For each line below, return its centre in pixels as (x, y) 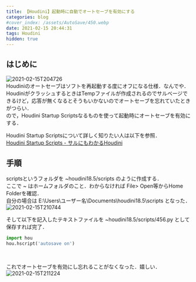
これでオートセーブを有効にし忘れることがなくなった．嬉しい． (83, 267)
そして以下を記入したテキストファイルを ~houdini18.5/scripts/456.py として (98, 219)
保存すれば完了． (27, 227)
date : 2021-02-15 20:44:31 (39, 28)
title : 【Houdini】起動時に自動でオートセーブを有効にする (71, 12)
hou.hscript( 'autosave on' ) (41, 243)
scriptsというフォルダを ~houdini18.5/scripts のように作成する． (84, 178)
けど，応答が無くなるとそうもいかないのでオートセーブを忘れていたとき (104, 100)
